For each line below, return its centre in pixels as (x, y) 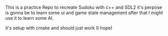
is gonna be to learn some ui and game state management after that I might (84, 13)
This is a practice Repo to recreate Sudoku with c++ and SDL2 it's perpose (84, 7)
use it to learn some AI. (30, 18)
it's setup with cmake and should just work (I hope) (59, 28)
